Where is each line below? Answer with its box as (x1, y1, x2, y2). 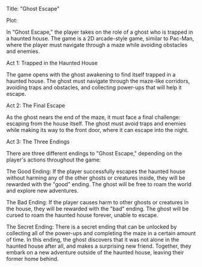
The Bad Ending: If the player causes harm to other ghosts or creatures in (6, 199, 189, 206)
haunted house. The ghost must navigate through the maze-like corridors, (6, 78, 190, 84)
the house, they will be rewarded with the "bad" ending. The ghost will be (6, 205, 189, 212)
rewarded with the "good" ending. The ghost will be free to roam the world (6, 181, 192, 187)
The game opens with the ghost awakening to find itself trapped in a (6, 71, 176, 78)
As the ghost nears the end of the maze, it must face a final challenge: (6, 114, 181, 121)
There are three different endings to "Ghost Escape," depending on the (6, 150, 183, 157)
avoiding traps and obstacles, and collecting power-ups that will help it (6, 84, 182, 91)
